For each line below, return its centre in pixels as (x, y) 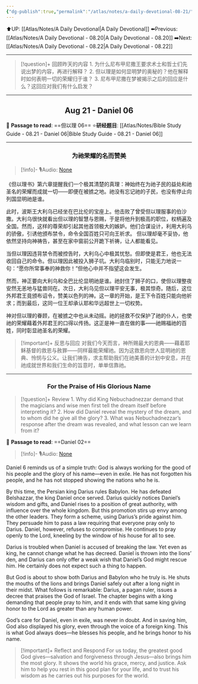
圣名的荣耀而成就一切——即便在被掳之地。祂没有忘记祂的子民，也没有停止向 (99, 191)
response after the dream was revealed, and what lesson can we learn (106, 424)
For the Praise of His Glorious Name (99, 386)
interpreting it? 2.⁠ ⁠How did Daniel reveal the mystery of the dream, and (106, 412)
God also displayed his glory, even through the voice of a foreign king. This (97, 627)
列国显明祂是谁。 (27, 199)
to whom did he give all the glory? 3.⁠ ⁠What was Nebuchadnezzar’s (101, 418)
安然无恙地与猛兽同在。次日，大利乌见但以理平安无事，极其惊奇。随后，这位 (99, 288)
